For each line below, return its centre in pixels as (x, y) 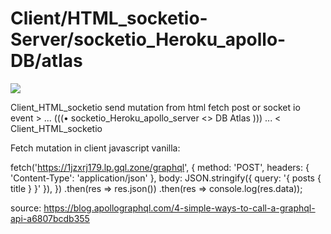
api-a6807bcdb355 (50, 218)
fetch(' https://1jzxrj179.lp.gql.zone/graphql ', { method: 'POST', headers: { (160, 167)
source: (26, 208)
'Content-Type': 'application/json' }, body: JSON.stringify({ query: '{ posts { (166, 178)
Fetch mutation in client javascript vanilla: (95, 148)
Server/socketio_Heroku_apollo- (148, 39)
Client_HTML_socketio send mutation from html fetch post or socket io (155, 107)
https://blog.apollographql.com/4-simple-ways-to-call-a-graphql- (179, 208)
